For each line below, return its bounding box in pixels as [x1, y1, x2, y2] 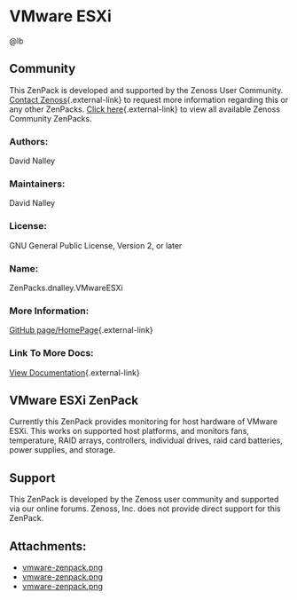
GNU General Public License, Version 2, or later [9, 240, 183, 250]
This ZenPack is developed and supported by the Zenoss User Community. [9, 84, 284, 95]
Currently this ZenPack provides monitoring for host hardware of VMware [9, 416, 277, 427]
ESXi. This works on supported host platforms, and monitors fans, [9, 426, 250, 437]
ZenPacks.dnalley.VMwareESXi [9, 282, 123, 293]
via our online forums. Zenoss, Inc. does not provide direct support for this [9, 503, 281, 514]
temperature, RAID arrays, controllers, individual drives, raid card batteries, [9, 435, 284, 446]
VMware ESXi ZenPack [9, 392, 139, 407]
